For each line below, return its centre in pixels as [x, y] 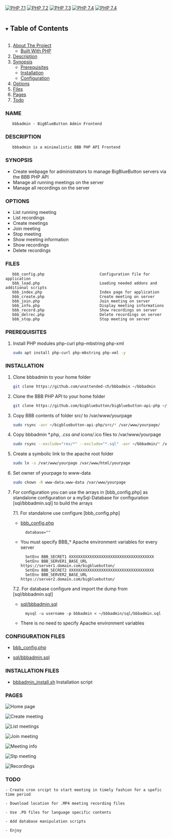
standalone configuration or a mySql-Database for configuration [81, 498]
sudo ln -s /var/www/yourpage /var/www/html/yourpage [71, 463]
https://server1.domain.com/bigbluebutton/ [68, 566]
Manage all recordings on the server [51, 188]
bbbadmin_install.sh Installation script [53, 682]
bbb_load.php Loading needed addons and [85, 283]
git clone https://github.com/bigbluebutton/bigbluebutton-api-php [86, 405]
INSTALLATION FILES [32, 671]
